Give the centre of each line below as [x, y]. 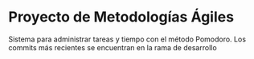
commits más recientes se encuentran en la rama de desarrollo [113, 47]
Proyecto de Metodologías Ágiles [121, 17]
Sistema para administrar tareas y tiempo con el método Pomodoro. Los [127, 39]
